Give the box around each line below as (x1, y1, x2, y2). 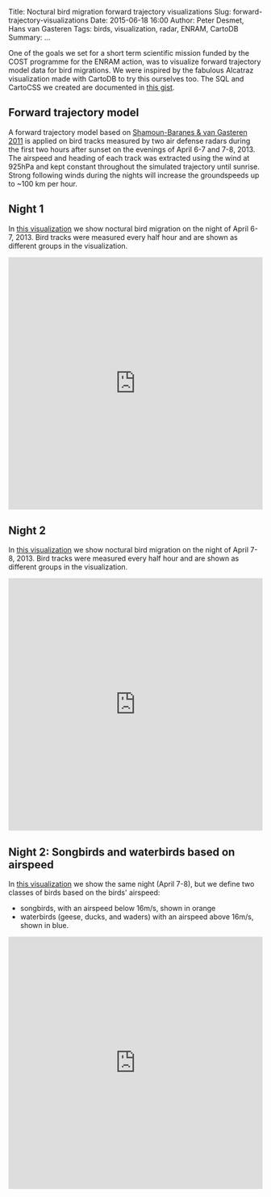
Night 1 (8, 202, 44, 216)
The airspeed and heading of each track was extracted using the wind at (8, 153, 250, 162)
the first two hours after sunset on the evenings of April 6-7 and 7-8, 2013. (8, 145, 256, 154)
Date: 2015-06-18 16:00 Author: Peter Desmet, (90, 15, 244, 25)
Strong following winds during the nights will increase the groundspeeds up (8, 170, 260, 180)
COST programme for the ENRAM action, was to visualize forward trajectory (8, 57, 261, 66)
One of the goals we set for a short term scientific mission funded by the (8, 48, 250, 57)
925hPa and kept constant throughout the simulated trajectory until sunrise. (8, 162, 260, 171)
